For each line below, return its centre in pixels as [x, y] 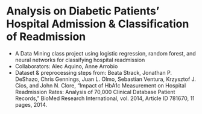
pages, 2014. [31, 104]
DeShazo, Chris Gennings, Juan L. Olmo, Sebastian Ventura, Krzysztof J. [105, 79]
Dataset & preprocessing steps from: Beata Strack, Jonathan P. [93, 72]
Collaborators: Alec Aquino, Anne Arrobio [66, 66]
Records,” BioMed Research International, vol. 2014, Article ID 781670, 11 [105, 98]
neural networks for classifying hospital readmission [80, 60]
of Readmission [46, 37]
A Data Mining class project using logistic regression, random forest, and [105, 53]
